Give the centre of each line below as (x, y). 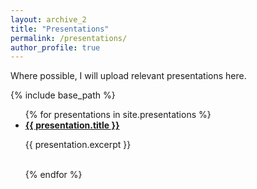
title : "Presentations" (60, 29)
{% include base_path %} (63, 95)
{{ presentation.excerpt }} (78, 145)
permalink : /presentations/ (69, 38)
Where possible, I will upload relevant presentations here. (128, 76)
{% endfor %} (53, 175)
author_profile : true (55, 47)
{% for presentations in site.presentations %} (118, 115)
